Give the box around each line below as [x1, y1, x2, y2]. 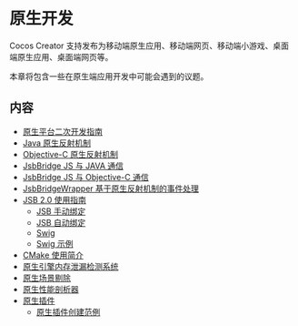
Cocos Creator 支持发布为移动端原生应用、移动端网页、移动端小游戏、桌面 [9, 40, 289, 51]
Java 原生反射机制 [22, 138, 92, 148]
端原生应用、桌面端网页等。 [9, 51, 114, 62]
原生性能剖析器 [22, 283, 79, 294]
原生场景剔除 [22, 272, 71, 283]
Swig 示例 [35, 238, 74, 249]
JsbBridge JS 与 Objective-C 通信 [22, 171, 149, 182]
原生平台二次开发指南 [22, 126, 103, 137]
